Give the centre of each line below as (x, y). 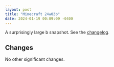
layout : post (18, 9)
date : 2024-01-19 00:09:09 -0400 (39, 18)
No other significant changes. (35, 59)
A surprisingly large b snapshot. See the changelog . (57, 33)
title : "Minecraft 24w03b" (33, 14)
